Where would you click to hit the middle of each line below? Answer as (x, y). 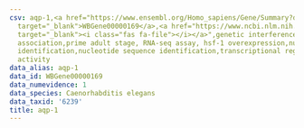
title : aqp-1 (34, 110)
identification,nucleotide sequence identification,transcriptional (149, 51)
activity (34, 59)
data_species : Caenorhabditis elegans (82, 93)
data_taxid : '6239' (46, 101)
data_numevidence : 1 (48, 85)
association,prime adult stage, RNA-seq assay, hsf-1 (121, 43)
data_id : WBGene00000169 (56, 77)
